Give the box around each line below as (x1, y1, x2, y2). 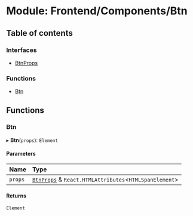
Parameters (6, 150, 36, 158)
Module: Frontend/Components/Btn (6, 4, 188, 18)
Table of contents (6, 28, 73, 38)
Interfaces (6, 46, 37, 54)
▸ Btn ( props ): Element (6, 136, 59, 144)
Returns (6, 192, 27, 199)
